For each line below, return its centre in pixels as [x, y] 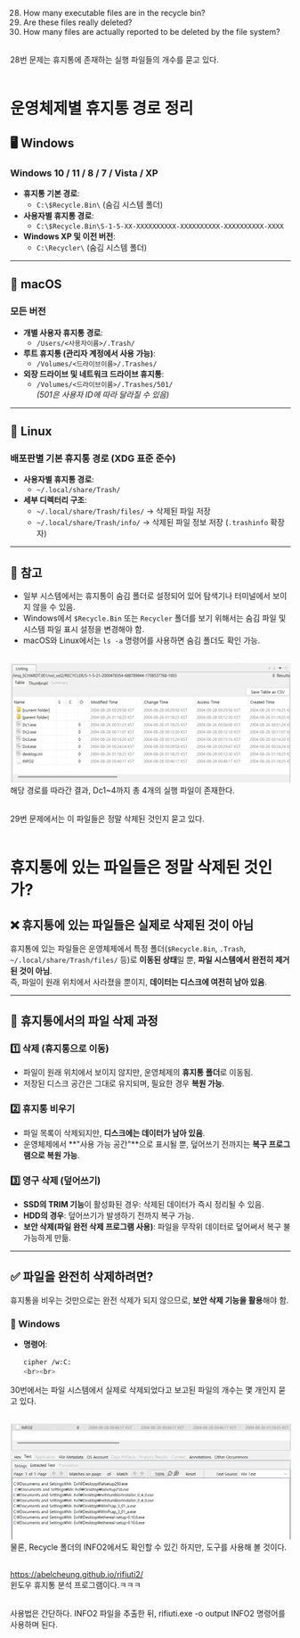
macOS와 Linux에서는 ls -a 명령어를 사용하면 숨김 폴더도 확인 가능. [142, 640]
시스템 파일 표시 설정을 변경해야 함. [84, 630]
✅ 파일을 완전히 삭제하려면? [82, 1277]
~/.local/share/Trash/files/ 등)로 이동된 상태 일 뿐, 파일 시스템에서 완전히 [142, 959]
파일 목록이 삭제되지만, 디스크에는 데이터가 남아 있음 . [114, 1132]
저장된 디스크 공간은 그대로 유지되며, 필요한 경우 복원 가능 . [124, 1083]
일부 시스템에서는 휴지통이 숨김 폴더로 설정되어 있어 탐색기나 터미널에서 [146, 596]
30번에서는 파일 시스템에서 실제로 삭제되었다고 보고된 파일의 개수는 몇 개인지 [143, 1389]
